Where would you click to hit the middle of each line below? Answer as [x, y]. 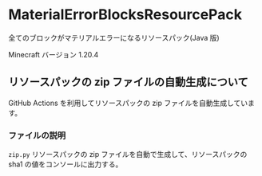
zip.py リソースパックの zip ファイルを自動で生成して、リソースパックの [128, 154]
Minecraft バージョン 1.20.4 [54, 54]
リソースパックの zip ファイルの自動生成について [129, 82]
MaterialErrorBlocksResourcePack [125, 15]
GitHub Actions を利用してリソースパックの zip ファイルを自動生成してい [128, 103]
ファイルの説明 [37, 135]
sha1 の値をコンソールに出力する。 [65, 164]
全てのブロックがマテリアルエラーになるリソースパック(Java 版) [114, 37]
